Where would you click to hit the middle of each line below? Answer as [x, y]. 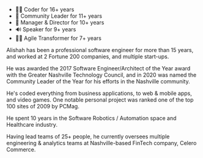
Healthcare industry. [32, 125]
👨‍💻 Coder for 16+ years [45, 9]
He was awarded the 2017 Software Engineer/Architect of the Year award [98, 68]
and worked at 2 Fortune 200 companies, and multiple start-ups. [88, 56]
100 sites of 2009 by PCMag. [43, 106]
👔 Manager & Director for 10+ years [60, 22]
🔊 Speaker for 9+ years [46, 29]
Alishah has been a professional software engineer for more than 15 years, [100, 50]
